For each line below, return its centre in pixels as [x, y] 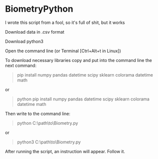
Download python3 [24, 41]
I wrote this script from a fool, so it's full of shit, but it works [65, 22]
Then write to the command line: [38, 114]
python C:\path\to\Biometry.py [47, 123]
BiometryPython [39, 9]
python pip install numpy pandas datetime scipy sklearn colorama [83, 99]
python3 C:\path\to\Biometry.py [49, 142]
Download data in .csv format [35, 32]
